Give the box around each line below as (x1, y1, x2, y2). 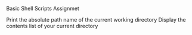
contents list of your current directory (6, 23, 98, 29)
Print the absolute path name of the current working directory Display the (6, 16, 186, 23)
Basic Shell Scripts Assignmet (6, 5, 79, 12)
